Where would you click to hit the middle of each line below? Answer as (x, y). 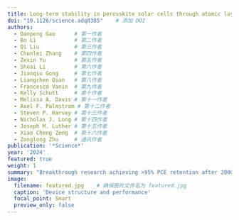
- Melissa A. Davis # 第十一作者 (61, 100)
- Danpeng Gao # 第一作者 (58, 34)
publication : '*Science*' (46, 146)
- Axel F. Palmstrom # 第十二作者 (62, 106)
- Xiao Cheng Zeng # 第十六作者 (61, 133)
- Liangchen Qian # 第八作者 (58, 80)
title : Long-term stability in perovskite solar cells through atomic (114, 14)
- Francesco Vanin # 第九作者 (58, 87)
